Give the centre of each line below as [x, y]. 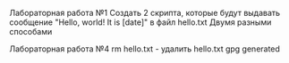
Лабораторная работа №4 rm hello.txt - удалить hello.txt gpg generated [144, 49]
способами [31, 31]
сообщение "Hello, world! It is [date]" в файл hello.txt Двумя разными [140, 22]
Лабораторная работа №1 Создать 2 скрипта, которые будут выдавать [144, 13]
